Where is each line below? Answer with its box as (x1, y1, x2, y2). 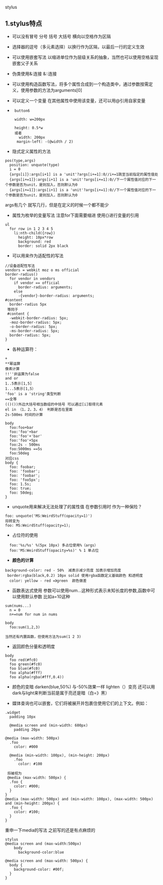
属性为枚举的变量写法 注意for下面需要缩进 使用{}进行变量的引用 (12, 212, 140, 218)
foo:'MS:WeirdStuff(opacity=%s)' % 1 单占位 (9, 548, 99, 553)
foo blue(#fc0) (9, 666, 40, 671)
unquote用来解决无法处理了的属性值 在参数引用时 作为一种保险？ (12, 503, 143, 509)
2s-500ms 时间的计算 (5, 412, 43, 417)
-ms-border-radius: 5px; (9, 328, 60, 333)
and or (5, 376, 18, 381)
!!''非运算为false (5, 371, 39, 376)
